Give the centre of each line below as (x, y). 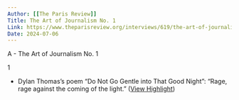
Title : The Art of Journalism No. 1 (62, 21)
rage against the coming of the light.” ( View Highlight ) (96, 89)
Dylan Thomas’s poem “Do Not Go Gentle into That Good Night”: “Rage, (122, 82)
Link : (15, 27)
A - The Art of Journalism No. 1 (53, 54)
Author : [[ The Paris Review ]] (52, 14)
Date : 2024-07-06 (33, 34)
